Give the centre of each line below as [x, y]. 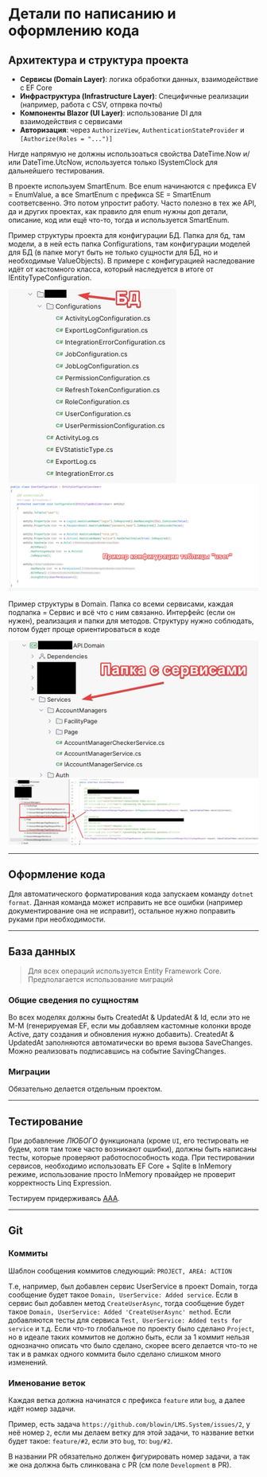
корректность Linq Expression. [60, 1183]
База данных [42, 952]
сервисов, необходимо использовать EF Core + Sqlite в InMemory [120, 1166]
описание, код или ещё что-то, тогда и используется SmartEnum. [119, 220]
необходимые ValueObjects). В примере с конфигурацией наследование [132, 261]
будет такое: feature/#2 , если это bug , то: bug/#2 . [91, 1440]
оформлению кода [74, 31]
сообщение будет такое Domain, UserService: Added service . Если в [123, 1295]
